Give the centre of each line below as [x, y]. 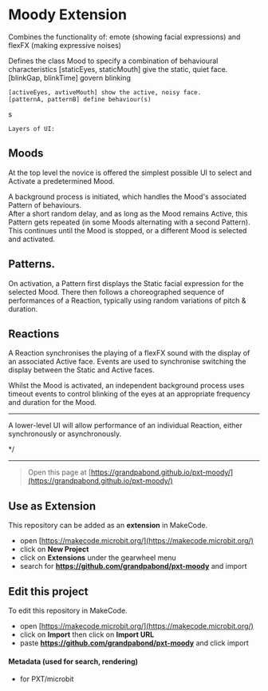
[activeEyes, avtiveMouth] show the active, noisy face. [105, 92]
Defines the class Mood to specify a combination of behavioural [113, 61]
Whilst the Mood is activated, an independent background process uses [126, 386]
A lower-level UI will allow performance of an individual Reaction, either [126, 426]
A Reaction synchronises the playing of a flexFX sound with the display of [129, 353]
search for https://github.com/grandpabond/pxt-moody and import [133, 566]
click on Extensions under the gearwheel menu [98, 558]
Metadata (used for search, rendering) [73, 661]
